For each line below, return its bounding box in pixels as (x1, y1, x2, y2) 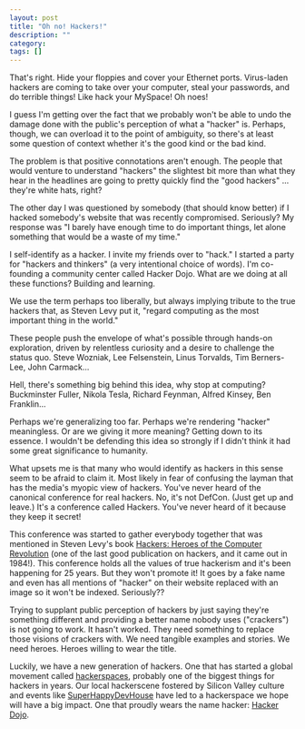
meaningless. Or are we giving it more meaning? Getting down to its (9, 426, 263, 437)
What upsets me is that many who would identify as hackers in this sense (9, 463, 284, 474)
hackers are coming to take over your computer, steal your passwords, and (9, 82, 290, 93)
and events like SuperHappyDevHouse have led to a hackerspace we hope (9, 690, 289, 701)
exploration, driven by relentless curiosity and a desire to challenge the (9, 342, 275, 353)
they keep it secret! (9, 511, 82, 522)
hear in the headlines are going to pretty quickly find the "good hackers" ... (9, 175, 290, 187)
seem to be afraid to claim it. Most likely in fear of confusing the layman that (9, 472, 293, 483)
